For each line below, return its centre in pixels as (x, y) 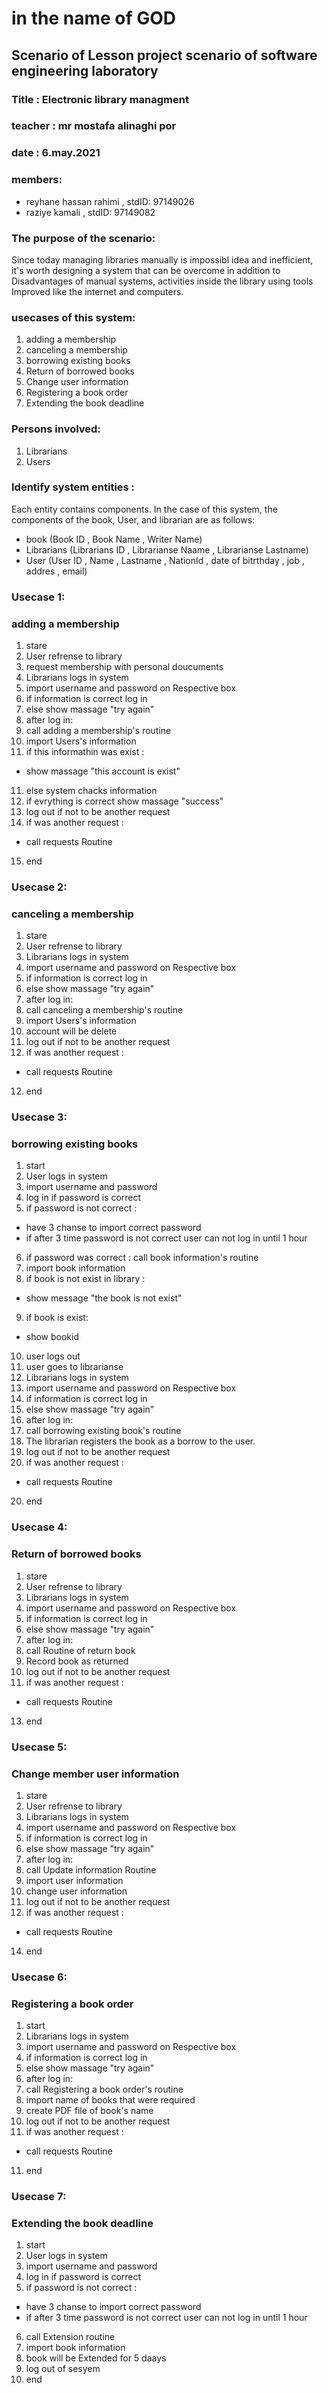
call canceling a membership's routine (104, 1010)
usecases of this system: (73, 317)
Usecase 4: (39, 1527)
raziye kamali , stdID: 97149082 (90, 212)
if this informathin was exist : (85, 752)
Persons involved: (56, 429)
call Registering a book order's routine (104, 2089)
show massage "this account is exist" (103, 771)
